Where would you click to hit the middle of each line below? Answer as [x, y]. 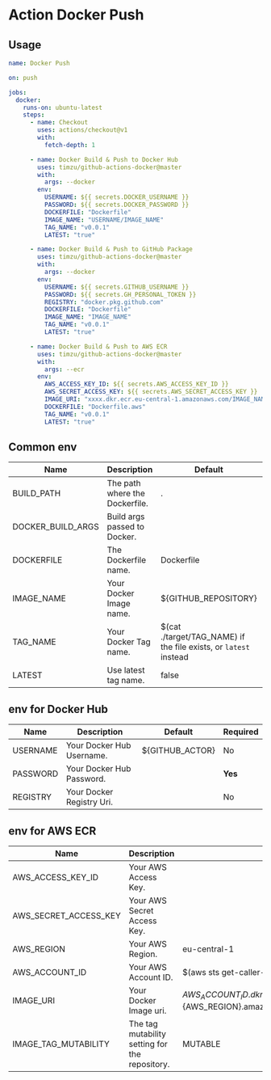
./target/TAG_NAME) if [202, 637]
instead [174, 657]
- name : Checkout [59, 123]
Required [241, 732]
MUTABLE [202, 1044]
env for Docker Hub [58, 709]
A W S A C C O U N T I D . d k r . [224, 995]
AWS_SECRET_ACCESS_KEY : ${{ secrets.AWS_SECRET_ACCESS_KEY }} [151, 392]
